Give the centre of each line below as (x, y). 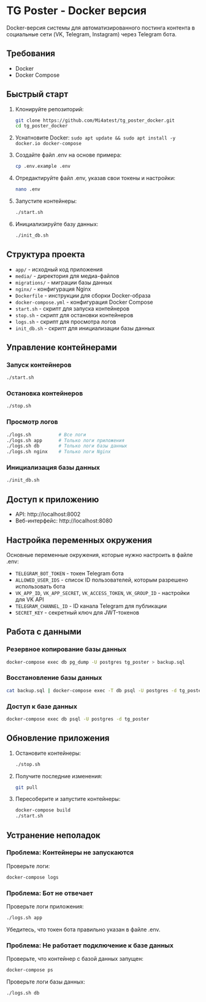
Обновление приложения (58, 738)
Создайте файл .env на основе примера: (68, 155)
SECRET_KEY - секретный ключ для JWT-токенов (77, 612)
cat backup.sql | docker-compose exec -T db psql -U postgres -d (91, 690)
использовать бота (40, 586)
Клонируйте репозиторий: (49, 109)
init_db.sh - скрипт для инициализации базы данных (85, 328)
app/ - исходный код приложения (59, 269)
